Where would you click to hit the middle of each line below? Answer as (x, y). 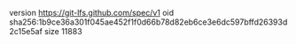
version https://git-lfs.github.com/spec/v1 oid (92, 13)
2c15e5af (26, 31)
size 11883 (63, 31)
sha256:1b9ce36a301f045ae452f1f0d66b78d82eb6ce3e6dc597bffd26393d (148, 22)
